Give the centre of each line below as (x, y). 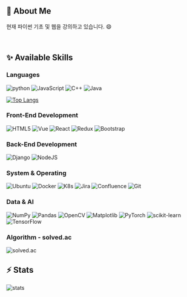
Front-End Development (42, 116)
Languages (23, 75)
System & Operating (36, 173)
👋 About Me (29, 11)
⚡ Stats (20, 270)
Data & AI (20, 202)
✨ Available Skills (40, 58)
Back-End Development (42, 144)
